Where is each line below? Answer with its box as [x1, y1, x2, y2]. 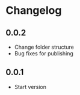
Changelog [5, 4, 62, 17]
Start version [14, 83, 46, 90]
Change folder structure [14, 43, 75, 51]
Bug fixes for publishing [14, 50, 73, 57]
